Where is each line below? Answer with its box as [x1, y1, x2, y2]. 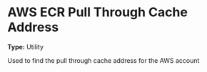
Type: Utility [7, 42, 44, 51]
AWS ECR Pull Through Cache [7, 4, 188, 20]
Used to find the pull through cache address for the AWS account [7, 56, 200, 64]
